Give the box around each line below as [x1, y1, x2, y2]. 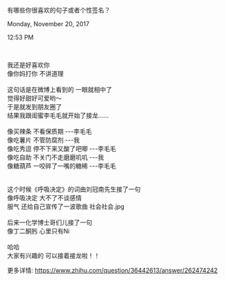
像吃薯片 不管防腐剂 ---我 [7, 136, 80, 144]
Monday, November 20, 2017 [7, 20, 90, 28]
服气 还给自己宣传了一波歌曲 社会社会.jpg [7, 202, 125, 211]
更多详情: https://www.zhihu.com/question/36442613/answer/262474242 [7, 267, 218, 274]
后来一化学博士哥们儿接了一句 [7, 218, 92, 226]
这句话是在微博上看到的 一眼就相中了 [7, 86, 112, 93]
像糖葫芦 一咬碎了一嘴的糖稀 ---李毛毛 [7, 162, 116, 170]
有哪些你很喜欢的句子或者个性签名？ [7, 6, 111, 14]
